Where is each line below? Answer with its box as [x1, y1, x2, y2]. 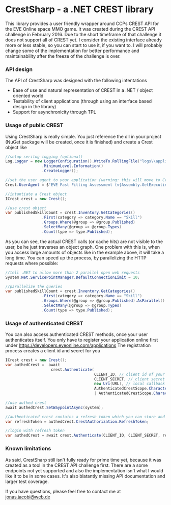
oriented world [12, 93, 44, 99]
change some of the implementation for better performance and [5, 47, 139, 54]
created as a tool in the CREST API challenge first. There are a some [5, 462, 148, 468]
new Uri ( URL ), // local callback [94, 381, 165, 387]
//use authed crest [5, 400, 47, 405]
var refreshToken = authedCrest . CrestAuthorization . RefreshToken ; [5, 419, 149, 424]
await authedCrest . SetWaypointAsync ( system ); [5, 405, 103, 410]
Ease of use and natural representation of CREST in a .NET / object [12, 87, 153, 93]
